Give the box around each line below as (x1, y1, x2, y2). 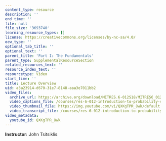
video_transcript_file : (9, 108, 58, 114)
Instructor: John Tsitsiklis (5, 131, 58, 137)
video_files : (5, 90, 32, 95)
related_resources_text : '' (5, 62, 63, 67)
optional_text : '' (5, 48, 43, 53)
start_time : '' (5, 76, 37, 81)
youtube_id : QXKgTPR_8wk (9, 117, 61, 123)
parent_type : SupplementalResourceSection (5, 58, 94, 63)
